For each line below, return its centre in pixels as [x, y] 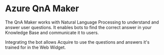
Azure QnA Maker [42, 9]
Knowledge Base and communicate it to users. [52, 32]
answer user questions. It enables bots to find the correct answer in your [78, 27]
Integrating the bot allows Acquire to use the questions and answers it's [77, 42]
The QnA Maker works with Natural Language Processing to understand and [82, 22]
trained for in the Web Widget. [35, 47]
